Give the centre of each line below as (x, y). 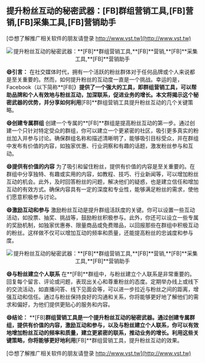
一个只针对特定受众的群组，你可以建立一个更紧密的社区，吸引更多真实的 (102, 131)
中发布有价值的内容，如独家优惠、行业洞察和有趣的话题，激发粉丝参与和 (97, 146)
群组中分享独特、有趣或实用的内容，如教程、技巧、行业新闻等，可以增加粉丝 (103, 174)
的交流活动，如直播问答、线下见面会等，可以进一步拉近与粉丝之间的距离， (100, 289)
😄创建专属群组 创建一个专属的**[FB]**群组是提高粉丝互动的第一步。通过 (98, 123)
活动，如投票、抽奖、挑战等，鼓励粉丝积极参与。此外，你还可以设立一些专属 (103, 217)
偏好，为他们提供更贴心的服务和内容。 (65, 304)
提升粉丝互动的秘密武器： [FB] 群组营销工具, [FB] (96, 11)
